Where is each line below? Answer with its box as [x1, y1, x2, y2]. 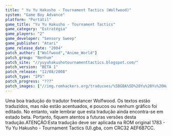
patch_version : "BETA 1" [5, 64, 58, 70]
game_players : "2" [5, 31, 45, 36]
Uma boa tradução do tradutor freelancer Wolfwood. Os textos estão [5, 98, 150, 104]
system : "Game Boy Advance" [5, 12, 66, 17]
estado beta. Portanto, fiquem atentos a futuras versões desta [5, 114, 137, 120]
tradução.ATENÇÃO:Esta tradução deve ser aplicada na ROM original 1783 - [5, 119, 165, 125]
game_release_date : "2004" [5, 46, 63, 51]
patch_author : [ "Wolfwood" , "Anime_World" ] [5, 50, 97, 55]
